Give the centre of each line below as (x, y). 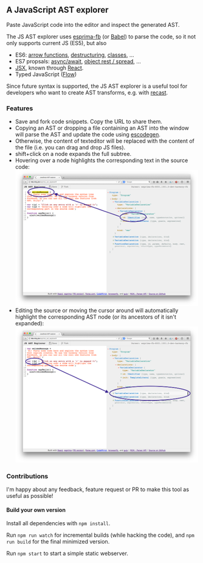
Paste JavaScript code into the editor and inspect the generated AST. (93, 24)
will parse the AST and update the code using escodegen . (88, 135)
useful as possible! (30, 496)
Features (20, 108)
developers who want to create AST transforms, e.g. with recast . (87, 92)
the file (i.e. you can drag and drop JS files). (70, 147)
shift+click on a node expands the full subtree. (73, 154)
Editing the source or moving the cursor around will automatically (97, 310)
